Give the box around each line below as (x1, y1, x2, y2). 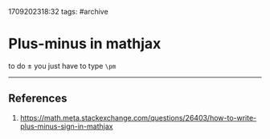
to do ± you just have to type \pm (8, 61, 117, 70)
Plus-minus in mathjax (8, 35, 162, 53)
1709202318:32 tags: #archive (8, 7, 108, 16)
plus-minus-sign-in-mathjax (19, 121, 113, 131)
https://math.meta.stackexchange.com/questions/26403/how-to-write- (19, 113, 257, 122)
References (8, 92, 67, 105)
